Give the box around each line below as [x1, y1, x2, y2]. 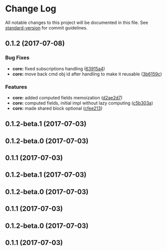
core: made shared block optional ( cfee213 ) [12, 105, 103, 111]
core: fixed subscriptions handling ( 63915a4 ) [12, 65, 106, 71]
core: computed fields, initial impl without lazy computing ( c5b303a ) [12, 100, 154, 106]
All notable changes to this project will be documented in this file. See [5, 19, 149, 25]
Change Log [5, 3, 56, 14]
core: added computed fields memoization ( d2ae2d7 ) [12, 94, 123, 100]
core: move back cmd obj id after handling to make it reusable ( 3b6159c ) [12, 71, 162, 77]
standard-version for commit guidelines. [5, 24, 88, 30]
